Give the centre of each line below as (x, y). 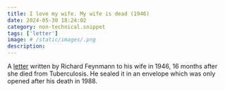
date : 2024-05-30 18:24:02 (47, 20)
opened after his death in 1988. (52, 81)
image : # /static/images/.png (52, 40)
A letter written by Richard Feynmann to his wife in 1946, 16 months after (112, 66)
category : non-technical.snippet (56, 27)
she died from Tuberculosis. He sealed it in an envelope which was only (111, 73)
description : (26, 46)
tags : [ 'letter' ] (33, 33)
